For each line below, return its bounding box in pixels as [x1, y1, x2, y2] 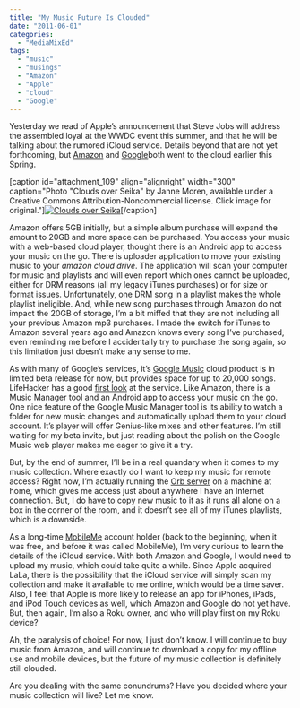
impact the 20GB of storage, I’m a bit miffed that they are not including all [9, 308, 280, 319]
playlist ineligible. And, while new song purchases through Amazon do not [9, 298, 282, 309]
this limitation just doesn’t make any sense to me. [9, 346, 191, 357]
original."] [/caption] [9, 205, 158, 216]
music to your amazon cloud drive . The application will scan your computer [9, 261, 288, 272]
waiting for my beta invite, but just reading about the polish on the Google [9, 430, 280, 441]
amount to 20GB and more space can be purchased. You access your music [9, 232, 291, 243]
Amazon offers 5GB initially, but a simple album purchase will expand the [9, 222, 278, 233]
